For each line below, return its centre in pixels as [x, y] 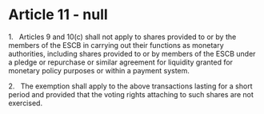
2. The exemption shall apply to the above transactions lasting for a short [130, 86]
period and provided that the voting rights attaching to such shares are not [131, 94]
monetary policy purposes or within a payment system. [99, 70]
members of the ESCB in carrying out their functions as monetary [116, 45]
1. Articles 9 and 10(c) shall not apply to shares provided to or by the [122, 37]
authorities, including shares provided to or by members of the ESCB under [132, 53]
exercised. [25, 103]
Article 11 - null [58, 15]
